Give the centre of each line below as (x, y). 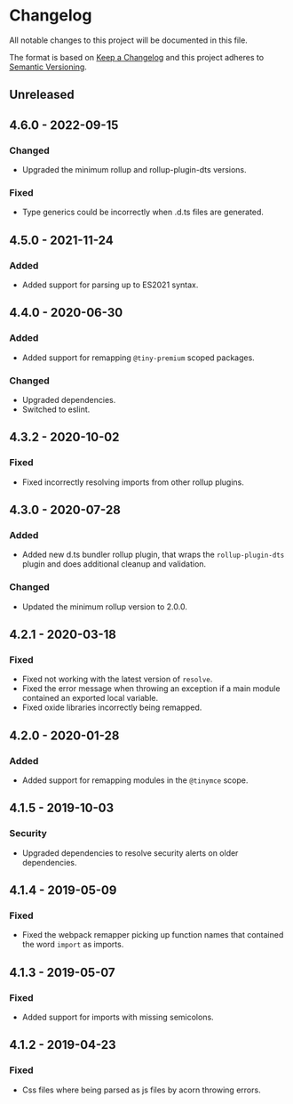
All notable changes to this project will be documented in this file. (129, 40)
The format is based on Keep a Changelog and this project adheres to (137, 57)
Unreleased (42, 95)
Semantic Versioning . (48, 67)
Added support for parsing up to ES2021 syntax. (110, 285)
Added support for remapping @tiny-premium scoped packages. (138, 358)
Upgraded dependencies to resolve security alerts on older (130, 853)
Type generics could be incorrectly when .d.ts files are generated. (143, 212)
